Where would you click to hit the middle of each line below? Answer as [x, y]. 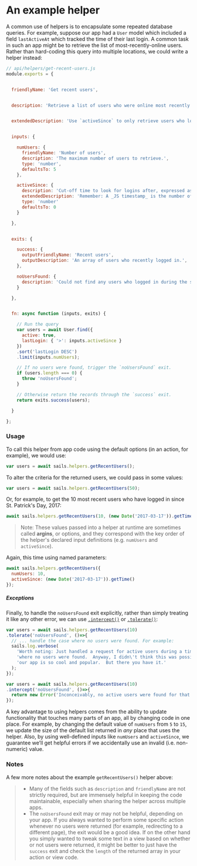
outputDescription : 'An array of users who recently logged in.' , [104, 261]
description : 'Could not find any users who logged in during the [104, 282]
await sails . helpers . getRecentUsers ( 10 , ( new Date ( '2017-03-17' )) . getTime [99, 516]
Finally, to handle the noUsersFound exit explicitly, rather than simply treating [97, 613]
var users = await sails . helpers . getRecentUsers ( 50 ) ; [73, 488]
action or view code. [54, 857]
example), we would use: [36, 455]
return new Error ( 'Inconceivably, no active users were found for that [101, 695]
